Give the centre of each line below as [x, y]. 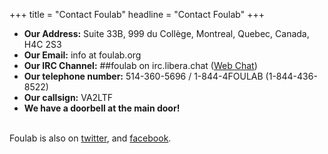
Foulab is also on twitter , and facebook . [90, 138]
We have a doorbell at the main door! [102, 108]
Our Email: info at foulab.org [82, 55]
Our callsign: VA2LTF [68, 97]
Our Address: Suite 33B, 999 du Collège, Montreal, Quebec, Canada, [166, 33]
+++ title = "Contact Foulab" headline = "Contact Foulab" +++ [137, 14]
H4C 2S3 [42, 44]
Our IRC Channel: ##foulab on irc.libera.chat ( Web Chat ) [140, 65]
